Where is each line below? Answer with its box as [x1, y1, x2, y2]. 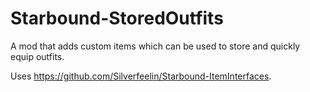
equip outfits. [10, 50, 65, 62]
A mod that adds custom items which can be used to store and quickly [10, 40, 301, 52]
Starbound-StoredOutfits [10, 7, 224, 30]
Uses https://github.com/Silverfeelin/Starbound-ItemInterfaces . [10, 70, 272, 82]
